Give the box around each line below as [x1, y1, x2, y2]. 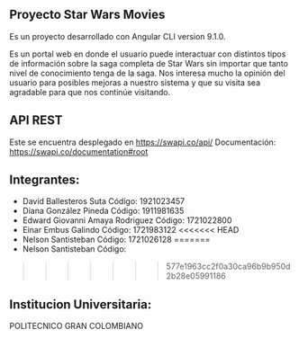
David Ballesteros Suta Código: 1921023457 [22, 196, 186, 207]
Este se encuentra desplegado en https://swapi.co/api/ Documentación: [9, 137, 276, 147]
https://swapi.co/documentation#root [9, 146, 149, 156]
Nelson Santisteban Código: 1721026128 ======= [22, 234, 211, 245]
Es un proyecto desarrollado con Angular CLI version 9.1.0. [9, 31, 227, 41]
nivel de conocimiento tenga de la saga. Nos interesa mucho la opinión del [9, 67, 285, 78]
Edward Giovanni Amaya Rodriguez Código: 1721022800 [22, 215, 232, 226]
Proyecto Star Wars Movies [9, 7, 166, 22]
